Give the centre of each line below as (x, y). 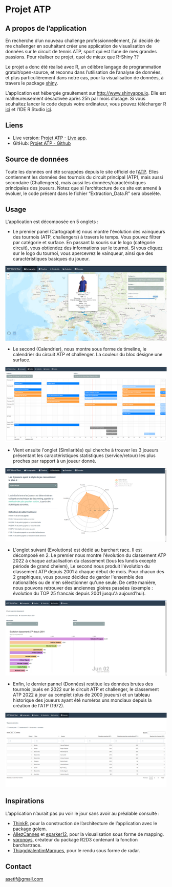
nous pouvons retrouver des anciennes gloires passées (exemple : (83, 588)
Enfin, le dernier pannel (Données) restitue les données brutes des (83, 684)
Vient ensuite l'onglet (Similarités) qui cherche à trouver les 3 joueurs (85, 450)
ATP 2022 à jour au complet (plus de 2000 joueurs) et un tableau (81, 695)
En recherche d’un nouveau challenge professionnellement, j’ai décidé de (83, 40)
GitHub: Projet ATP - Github (42, 143)
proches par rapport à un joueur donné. (54, 461)
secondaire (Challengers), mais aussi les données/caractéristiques (76, 182)
